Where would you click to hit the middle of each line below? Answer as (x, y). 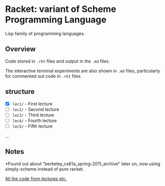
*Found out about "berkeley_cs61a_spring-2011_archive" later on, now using (83, 164)
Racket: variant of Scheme (61, 9)
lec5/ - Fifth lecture (32, 126)
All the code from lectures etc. (36, 179)
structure (20, 92)
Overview (21, 49)
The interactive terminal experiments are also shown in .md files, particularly (82, 71)
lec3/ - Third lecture (33, 115)
